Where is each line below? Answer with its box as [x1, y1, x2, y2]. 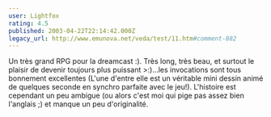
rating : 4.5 [8, 19, 49, 27]
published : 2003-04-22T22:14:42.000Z [8, 27, 136, 35]
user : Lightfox [8, 11, 60, 20]
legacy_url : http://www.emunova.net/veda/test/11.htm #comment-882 [8, 34, 237, 43]
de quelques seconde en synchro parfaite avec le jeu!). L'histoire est [8, 82, 236, 92]
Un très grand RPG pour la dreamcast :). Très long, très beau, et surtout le [8, 56, 255, 66]
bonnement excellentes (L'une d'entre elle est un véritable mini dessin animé [8, 73, 264, 83]
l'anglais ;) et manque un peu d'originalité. [8, 99, 149, 109]
